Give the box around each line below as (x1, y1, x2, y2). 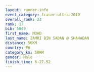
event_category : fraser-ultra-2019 (5, 12, 80, 17)
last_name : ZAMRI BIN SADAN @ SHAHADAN (5, 36, 89, 41)
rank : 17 (5, 21, 24, 27)
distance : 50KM (5, 41, 37, 46)
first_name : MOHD (5, 31, 42, 36)
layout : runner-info (5, 7, 49, 13)
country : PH (5, 45, 30, 50)
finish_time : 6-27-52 (5, 59, 51, 64)
